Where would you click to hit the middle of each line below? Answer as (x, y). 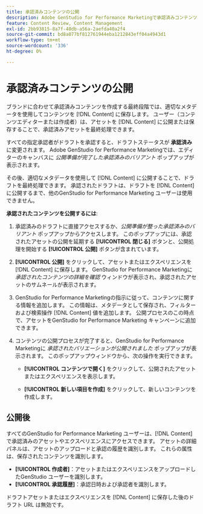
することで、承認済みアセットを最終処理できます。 (74, 129)
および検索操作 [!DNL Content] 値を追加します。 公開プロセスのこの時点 (105, 312)
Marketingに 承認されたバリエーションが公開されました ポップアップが (103, 348)
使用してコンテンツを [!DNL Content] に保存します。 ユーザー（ (101, 114)
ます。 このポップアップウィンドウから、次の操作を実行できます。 (113, 356)
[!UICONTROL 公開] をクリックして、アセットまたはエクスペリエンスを (103, 262)
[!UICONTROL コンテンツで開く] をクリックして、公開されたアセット (110, 369)
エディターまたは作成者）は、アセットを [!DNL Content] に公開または (103, 121)
